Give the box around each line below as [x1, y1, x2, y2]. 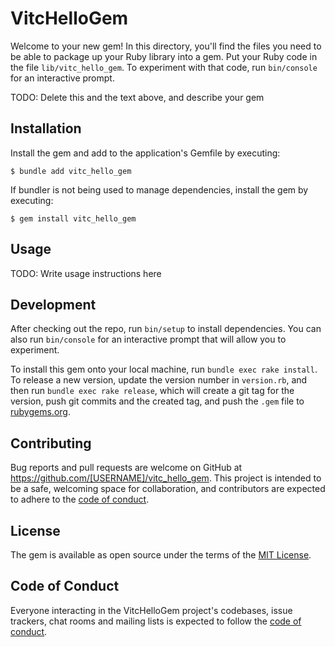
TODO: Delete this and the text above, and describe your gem [10, 91, 265, 103]
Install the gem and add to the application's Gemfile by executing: [10, 147, 281, 159]
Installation [10, 120, 82, 137]
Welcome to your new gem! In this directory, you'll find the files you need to [10, 40, 322, 52]
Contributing [10, 435, 92, 452]
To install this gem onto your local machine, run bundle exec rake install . [10, 363, 318, 376]
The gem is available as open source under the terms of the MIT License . [10, 549, 312, 561]
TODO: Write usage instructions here [10, 267, 162, 279]
